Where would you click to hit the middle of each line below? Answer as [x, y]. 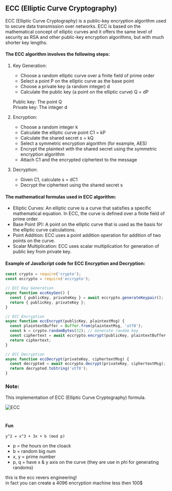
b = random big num [34, 451]
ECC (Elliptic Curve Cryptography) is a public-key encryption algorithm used [86, 20]
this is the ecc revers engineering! [41, 478]
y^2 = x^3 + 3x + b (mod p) [35, 436]
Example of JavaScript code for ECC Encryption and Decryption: [75, 263]
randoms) [23, 467]
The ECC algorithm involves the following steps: [58, 54]
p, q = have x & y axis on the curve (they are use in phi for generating [85, 462]
